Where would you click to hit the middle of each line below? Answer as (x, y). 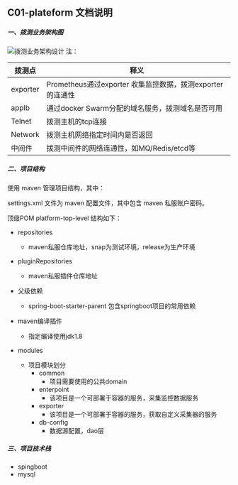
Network (25, 135)
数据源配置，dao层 (77, 431)
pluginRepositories (45, 261)
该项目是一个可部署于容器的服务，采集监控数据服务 (124, 398)
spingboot (32, 467)
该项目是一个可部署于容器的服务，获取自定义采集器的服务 (133, 415)
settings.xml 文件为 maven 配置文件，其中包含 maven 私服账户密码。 (108, 203)
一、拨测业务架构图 (35, 32)
